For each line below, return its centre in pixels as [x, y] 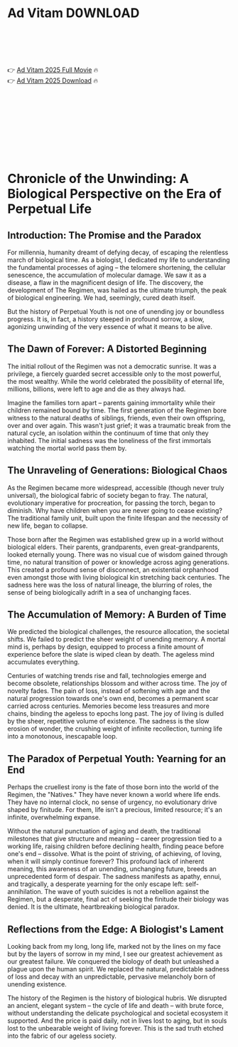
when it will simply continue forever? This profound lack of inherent [106, 861]
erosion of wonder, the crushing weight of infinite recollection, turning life [115, 729]
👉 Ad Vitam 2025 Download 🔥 [53, 80]
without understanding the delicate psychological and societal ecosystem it [118, 1013]
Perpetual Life [50, 209]
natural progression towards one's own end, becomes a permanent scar [113, 699]
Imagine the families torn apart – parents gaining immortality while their [112, 402]
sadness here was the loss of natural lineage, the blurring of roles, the [110, 585]
